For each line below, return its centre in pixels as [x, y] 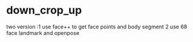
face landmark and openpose [43, 33]
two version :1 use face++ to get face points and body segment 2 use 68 [97, 27]
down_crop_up [44, 10]
